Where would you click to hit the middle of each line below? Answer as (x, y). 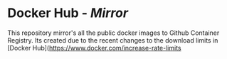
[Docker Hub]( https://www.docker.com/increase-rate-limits (94, 48)
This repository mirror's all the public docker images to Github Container (114, 33)
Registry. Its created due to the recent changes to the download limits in (113, 40)
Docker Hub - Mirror (68, 13)
